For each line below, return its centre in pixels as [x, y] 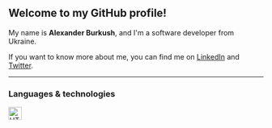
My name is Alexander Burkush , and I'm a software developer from [121, 32]
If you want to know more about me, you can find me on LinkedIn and [124, 56]
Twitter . [21, 65]
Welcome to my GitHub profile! [88, 13]
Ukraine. [23, 41]
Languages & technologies [62, 93]
